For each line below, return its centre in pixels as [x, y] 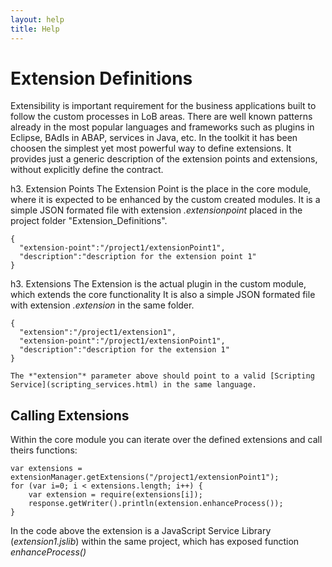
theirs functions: [44, 450]
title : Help [35, 29]
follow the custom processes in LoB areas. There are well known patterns [161, 117]
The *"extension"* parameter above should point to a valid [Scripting [162, 376]
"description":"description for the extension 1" [124, 350]
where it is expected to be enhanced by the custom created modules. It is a [165, 200]
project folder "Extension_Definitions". [89, 221]
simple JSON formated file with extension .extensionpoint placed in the [156, 210]
